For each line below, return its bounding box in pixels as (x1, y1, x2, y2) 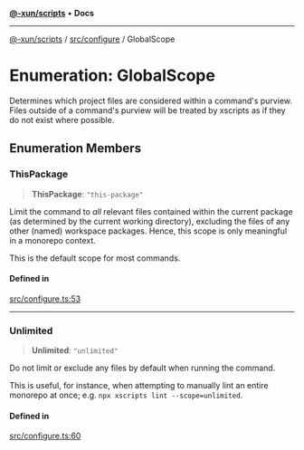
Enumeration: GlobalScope (9, 65, 215, 86)
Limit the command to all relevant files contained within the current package (9, 206, 293, 216)
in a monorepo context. (9, 235, 97, 245)
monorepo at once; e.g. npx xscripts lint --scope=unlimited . (9, 389, 243, 401)
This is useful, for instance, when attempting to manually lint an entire (9, 380, 269, 391)
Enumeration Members (9, 140, 142, 157)
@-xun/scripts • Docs (9, 8, 95, 18)
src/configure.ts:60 (9, 430, 81, 442)
